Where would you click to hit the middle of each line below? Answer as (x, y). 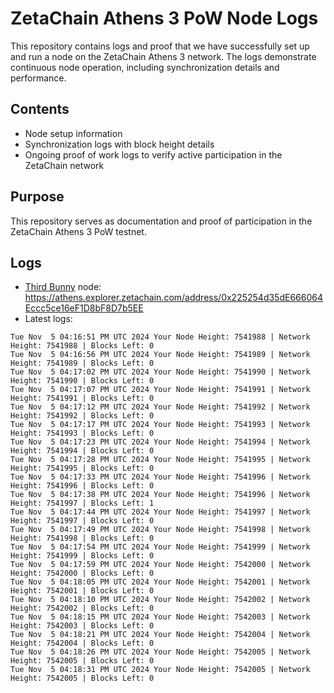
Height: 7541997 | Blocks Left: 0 (82, 521)
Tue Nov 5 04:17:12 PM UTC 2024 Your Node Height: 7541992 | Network (160, 407)
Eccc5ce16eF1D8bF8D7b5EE (84, 308)
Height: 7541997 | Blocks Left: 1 (82, 503)
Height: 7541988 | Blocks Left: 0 (82, 346)
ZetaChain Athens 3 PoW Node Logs (164, 18)
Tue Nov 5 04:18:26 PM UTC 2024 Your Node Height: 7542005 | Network (160, 652)
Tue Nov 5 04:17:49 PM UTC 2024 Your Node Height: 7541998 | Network (160, 530)
